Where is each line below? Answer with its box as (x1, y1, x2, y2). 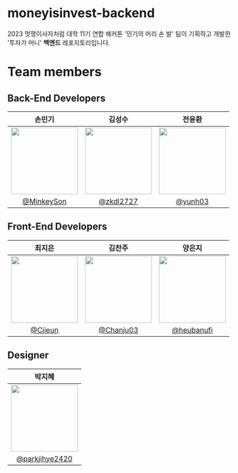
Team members (7, 64, 102, 80)
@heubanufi (172, 325, 213, 335)
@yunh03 (175, 196, 209, 206)
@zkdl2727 (98, 196, 138, 206)
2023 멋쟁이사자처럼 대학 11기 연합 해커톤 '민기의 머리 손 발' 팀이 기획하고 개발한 (7, 29, 231, 38)
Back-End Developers (7, 92, 105, 104)
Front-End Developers (7, 221, 108, 233)
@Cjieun (30, 325, 59, 335)
